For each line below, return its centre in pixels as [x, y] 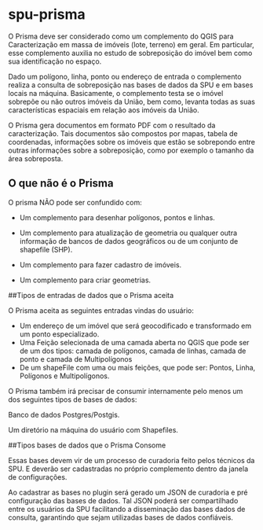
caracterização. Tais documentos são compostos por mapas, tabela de [123, 133]
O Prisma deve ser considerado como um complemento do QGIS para [121, 36]
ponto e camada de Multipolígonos [76, 359]
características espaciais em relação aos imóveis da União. [104, 110]
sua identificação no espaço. [55, 61]
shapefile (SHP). [46, 249]
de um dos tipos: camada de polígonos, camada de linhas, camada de [133, 351]
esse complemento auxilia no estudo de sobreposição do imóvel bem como [130, 53]
